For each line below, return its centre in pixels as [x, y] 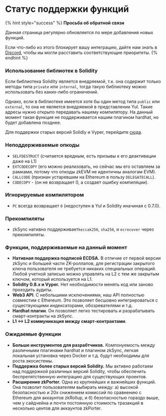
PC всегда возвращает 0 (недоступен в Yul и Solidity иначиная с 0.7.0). [86, 206]
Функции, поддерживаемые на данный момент [66, 248]
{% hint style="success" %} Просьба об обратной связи [65, 23]
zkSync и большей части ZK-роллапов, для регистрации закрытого [83, 263]
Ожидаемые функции [33, 334]
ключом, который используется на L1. [53, 279]
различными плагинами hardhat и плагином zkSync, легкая [75, 350]
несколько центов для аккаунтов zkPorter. [57, 408]
